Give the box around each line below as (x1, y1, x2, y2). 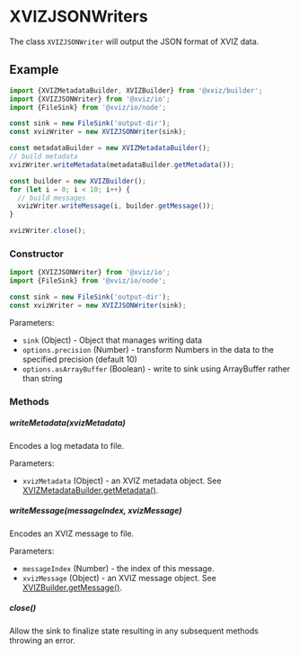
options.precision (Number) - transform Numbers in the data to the (22, 344, 274, 354)
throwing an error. (9, 634, 76, 645)
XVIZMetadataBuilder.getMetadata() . (22, 484, 159, 496)
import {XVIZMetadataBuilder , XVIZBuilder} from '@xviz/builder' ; (9, 85, 263, 95)
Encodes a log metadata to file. (9, 440, 124, 451)
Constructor (9, 247, 65, 260)
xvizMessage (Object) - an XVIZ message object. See (22, 572, 217, 583)
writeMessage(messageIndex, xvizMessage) (9, 506, 182, 516)
